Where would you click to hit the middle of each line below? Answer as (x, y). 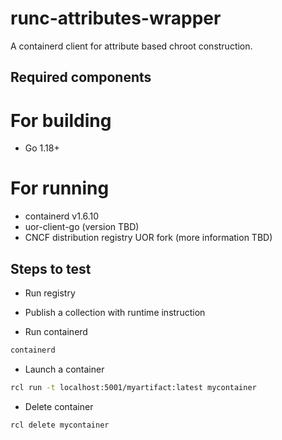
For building (61, 120)
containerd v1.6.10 (62, 216)
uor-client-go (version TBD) (82, 227)
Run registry (50, 293)
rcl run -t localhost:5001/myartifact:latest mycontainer (133, 387)
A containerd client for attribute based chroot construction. (131, 46)
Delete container (59, 406)
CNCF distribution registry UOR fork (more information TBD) (148, 238)
